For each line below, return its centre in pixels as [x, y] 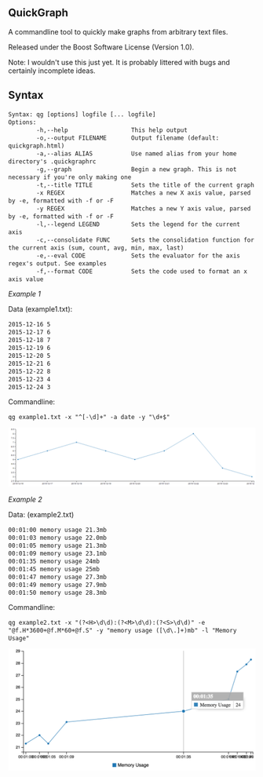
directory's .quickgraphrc [52, 161]
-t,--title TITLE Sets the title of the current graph [146, 185]
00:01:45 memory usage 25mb [54, 569]
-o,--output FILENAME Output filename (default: [128, 138]
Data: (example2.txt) [41, 514]
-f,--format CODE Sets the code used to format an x [142, 271]
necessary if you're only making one [70, 177]
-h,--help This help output [112, 130]
